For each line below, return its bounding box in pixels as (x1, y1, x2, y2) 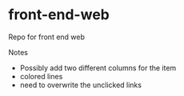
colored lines (19, 71, 63, 81)
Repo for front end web (8, 32, 86, 42)
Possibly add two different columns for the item (19, 62, 177, 73)
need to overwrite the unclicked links (19, 80, 142, 90)
